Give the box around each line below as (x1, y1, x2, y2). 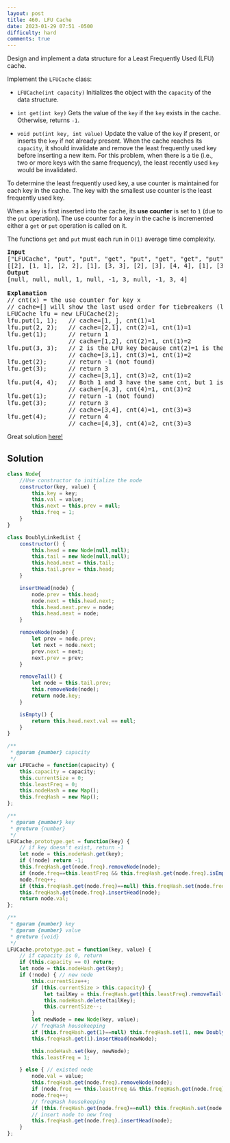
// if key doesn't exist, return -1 (19, 845, 125, 851)
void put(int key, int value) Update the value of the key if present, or (16, 130, 220, 138)
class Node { (7, 471, 41, 478)
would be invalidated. (16, 166, 77, 174)
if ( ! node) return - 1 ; (19, 857, 84, 864)
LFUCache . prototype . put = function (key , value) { (7, 946, 152, 953)
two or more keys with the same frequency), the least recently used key (16, 158, 219, 167)
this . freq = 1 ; (31, 509, 75, 516)
